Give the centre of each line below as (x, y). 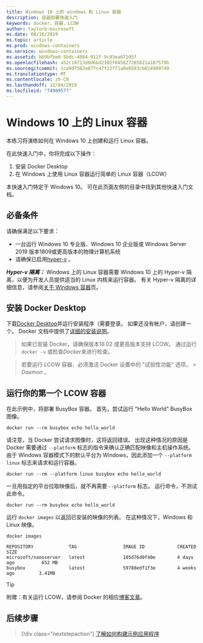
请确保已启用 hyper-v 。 (44, 259)
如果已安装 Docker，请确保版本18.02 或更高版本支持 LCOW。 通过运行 (109, 344)
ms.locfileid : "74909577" (39, 91)
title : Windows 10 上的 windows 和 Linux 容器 (64, 12)
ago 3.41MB (31, 573)
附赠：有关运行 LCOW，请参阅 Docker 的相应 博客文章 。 (76, 597)
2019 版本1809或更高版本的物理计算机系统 (68, 252)
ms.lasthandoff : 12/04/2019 (42, 85)
